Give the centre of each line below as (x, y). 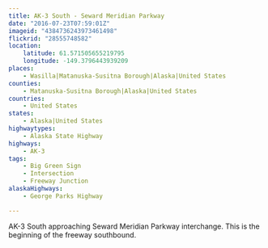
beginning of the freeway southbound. (72, 234)
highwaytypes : (32, 128)
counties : (25, 83)
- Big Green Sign (52, 166)
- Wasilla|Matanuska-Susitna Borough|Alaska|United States (125, 76)
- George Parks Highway (63, 196)
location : (25, 46)
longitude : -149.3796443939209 (76, 61)
